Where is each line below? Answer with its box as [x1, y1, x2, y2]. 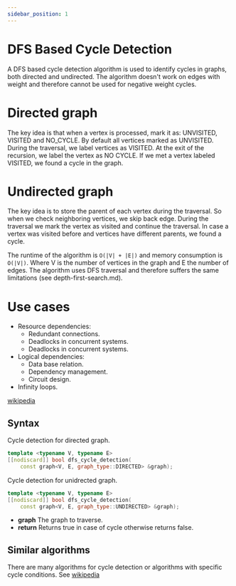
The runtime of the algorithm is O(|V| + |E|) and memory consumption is [7, 251, 223, 260]
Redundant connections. [28, 330, 101, 338]
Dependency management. [28, 367, 108, 376]
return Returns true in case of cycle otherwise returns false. [17, 523, 194, 532]
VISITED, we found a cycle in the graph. [7, 158, 124, 167]
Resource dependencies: [17, 322, 91, 331]
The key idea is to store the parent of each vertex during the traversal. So [7, 207, 222, 216]
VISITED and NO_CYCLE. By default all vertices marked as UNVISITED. [7, 136, 214, 145]
